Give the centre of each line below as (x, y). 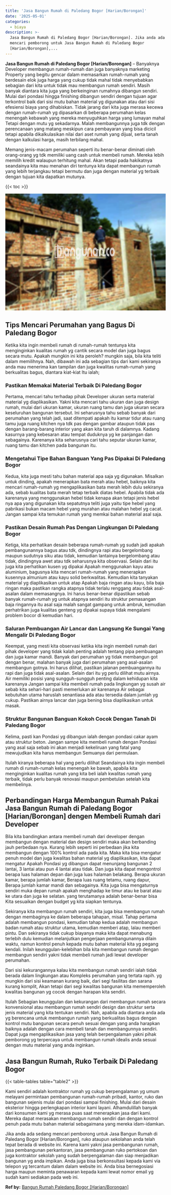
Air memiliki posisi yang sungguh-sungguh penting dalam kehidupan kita (81, 678)
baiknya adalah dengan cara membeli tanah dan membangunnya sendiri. (81, 1029)
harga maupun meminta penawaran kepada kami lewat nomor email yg (79, 1172)
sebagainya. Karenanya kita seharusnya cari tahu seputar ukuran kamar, (81, 440)
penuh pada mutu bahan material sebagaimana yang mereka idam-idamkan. (85, 1124)
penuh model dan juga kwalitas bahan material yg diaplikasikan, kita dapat (83, 858)
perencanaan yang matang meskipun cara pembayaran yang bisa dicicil (81, 129)
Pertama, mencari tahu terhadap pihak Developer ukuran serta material (80, 397)
